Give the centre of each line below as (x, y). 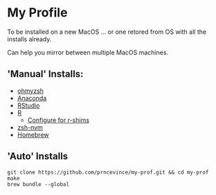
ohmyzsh (30, 90)
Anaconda (32, 98)
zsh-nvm (30, 127)
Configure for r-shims (58, 120)
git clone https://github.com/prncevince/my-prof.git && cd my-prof (108, 172)
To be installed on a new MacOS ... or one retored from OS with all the (107, 32)
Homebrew (33, 134)
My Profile (37, 13)
